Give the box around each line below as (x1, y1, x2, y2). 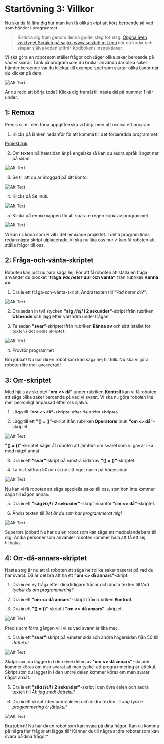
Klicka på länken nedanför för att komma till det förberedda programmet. (12, 131, 159, 137)
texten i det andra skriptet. (12, 328, 66, 334)
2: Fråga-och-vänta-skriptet (5, 256, 94, 265)
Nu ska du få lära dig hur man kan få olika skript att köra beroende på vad (5, 20, 154, 26)
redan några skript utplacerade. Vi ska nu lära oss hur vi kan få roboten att (5, 237, 155, 243)
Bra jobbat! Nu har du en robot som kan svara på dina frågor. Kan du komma (5, 723, 159, 729)
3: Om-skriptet (5, 376, 51, 384)
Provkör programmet (12, 347, 54, 353)
